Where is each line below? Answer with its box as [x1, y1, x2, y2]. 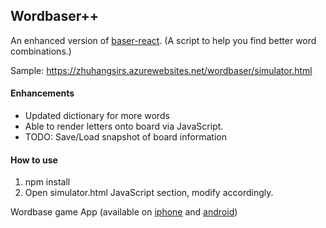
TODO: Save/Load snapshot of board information [24, 131, 227, 143]
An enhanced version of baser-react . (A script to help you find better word [10, 34, 317, 46]
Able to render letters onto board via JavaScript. [24, 120, 224, 133]
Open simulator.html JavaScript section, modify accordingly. [24, 187, 274, 199]
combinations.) [10, 45, 72, 57]
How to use [10, 154, 58, 166]
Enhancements [10, 87, 75, 99]
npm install [24, 176, 71, 188]
